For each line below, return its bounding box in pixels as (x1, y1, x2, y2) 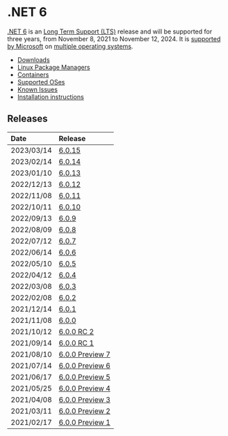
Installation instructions (17, 92, 85, 101)
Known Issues (17, 85, 58, 93)
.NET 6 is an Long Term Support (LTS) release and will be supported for (7, 27, 213, 36)
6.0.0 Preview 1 (58, 417, 111, 427)
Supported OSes (17, 77, 65, 86)
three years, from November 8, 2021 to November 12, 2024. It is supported (7, 34, 221, 43)
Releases (7, 113, 48, 125)
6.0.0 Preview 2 (58, 406, 111, 416)
